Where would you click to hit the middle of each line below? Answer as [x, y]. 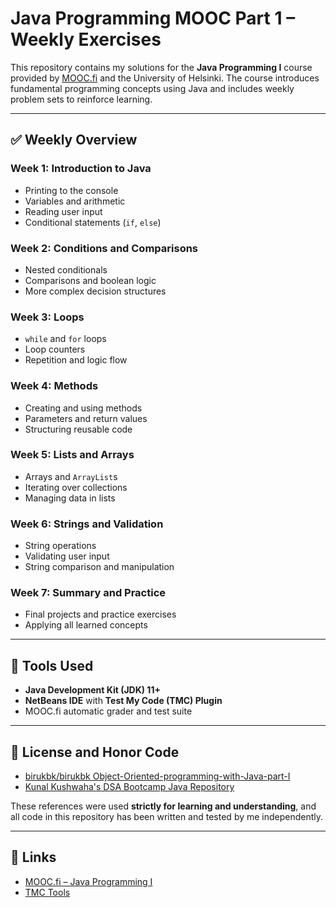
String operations [60, 546]
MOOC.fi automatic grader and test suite [108, 711]
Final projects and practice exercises [100, 614]
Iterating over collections [76, 487]
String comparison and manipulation [99, 567]
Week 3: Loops [47, 317]
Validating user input [67, 556]
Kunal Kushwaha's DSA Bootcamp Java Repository [129, 787]
